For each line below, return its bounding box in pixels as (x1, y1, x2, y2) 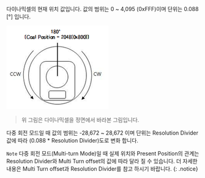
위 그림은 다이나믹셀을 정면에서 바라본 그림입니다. (21, 116, 140, 124)
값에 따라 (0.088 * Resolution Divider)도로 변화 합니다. (6, 137, 139, 144)
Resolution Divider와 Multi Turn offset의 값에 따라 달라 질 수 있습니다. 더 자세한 (6, 158, 198, 165)
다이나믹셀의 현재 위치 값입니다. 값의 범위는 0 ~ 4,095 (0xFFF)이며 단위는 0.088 (6, 6, 199, 12)
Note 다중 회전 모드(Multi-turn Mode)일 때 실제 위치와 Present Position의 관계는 (6, 150, 199, 157)
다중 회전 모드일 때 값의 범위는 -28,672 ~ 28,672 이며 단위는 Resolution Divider (6, 129, 199, 136)
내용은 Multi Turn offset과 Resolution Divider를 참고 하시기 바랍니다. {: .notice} (6, 165, 198, 172)
